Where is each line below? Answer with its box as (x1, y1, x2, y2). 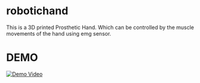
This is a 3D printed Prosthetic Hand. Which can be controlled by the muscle (6, 24, 194, 31)
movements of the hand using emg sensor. (6, 30, 112, 37)
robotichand (6, 4, 69, 18)
